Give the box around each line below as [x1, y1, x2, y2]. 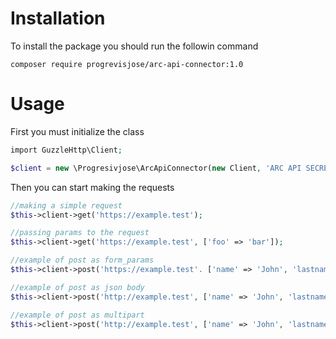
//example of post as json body [10, 282, 145, 292]
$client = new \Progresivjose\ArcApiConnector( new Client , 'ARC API [10, 163, 302, 173]
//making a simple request [10, 200, 123, 211]
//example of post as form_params [10, 255, 155, 266]
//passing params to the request [10, 228, 150, 238]
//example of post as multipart [10, 310, 145, 320]
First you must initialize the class [10, 125, 145, 137]
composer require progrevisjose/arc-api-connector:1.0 [10, 59, 244, 69]
